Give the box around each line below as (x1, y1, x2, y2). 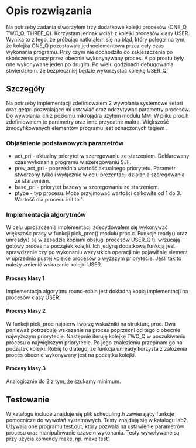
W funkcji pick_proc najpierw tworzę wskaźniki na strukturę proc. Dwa (6, 320, 176, 327)
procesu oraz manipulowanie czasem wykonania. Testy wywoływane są (6, 429, 180, 436)
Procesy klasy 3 (6, 365, 46, 372)
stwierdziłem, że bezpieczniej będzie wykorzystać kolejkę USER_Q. (6, 67, 168, 74)
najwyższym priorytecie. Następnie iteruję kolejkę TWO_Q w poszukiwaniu (6, 333, 186, 340)
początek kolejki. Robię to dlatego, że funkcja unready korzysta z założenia (6, 345, 187, 352)
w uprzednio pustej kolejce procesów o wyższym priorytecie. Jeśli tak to (6, 255, 182, 262)
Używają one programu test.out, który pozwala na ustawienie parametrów (6, 423, 184, 430)
